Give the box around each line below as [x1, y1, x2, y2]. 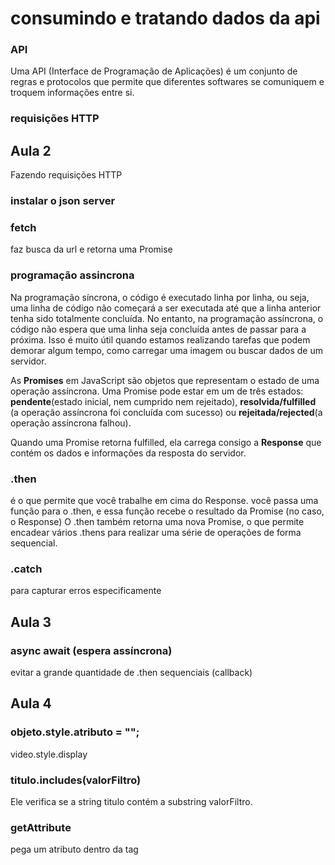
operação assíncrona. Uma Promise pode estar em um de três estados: [10, 385, 304, 397]
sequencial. [10, 537, 58, 549]
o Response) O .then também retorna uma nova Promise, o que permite [10, 516, 305, 528]
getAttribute [10, 820, 72, 834]
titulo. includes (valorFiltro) [10, 773, 142, 787]
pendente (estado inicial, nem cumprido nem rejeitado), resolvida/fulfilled [10, 395, 317, 407]
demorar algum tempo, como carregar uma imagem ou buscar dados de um [10, 344, 323, 356]
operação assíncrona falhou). [10, 417, 132, 429]
